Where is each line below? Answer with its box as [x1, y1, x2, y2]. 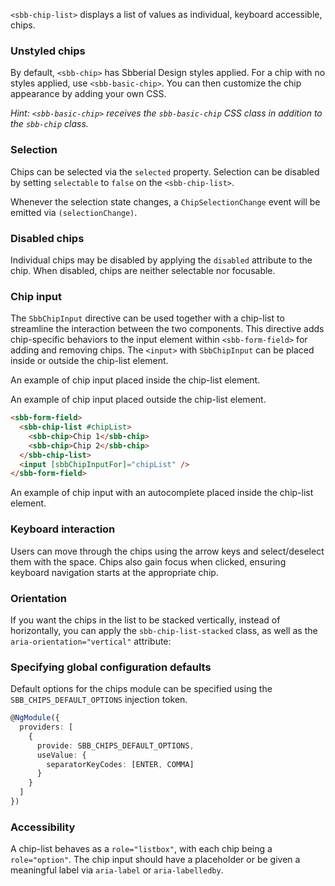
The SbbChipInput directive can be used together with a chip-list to [10, 312, 285, 324]
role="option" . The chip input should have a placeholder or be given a [10, 854, 301, 866]
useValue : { [36, 750, 87, 760]
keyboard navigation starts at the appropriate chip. [10, 566, 219, 578]
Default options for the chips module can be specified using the [10, 683, 273, 695]
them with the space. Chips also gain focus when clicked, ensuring [10, 555, 287, 568]
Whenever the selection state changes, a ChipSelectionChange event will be [10, 195, 321, 208]
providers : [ [19, 722, 74, 733]
